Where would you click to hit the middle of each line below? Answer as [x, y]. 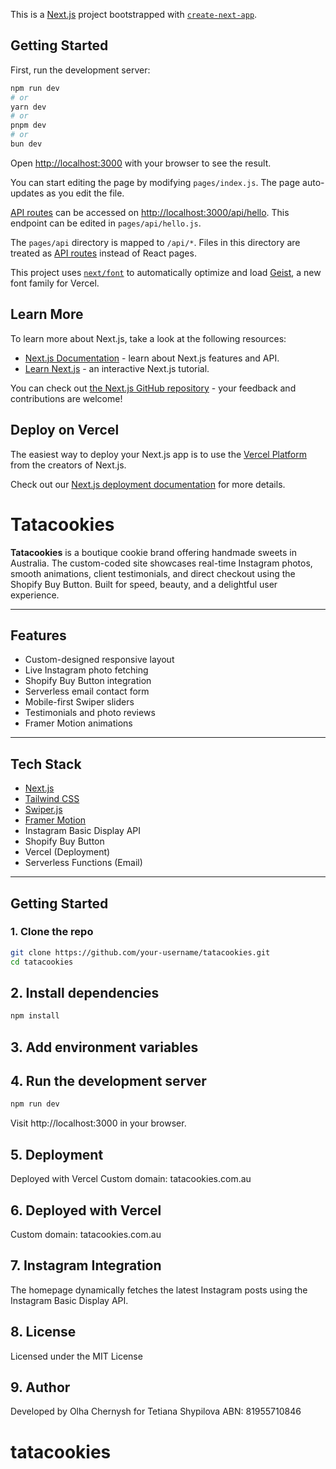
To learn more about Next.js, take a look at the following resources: [148, 338]
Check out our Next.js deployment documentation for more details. [148, 484]
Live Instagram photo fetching [86, 670]
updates [27, 193]
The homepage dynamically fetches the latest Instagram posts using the [159, 1290]
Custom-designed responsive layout [99, 660]
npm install [35, 1016]
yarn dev [28, 107]
